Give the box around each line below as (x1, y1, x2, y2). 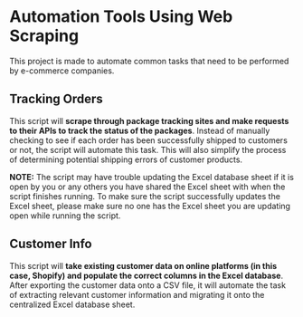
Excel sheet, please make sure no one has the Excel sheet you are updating (9, 200, 291, 211)
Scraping (9, 25, 80, 46)
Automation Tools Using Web (9, 6, 233, 27)
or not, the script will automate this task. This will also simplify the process (9, 144, 287, 155)
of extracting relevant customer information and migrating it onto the (9, 289, 265, 300)
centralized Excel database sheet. (9, 299, 136, 310)
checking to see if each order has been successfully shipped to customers (9, 134, 288, 146)
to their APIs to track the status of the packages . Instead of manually (9, 125, 270, 136)
